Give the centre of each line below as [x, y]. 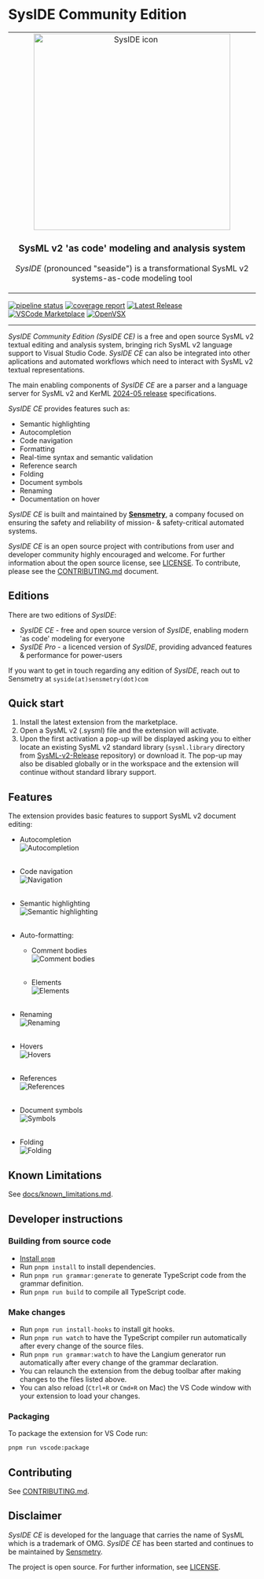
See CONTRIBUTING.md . [49, 1492]
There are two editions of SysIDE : [62, 615]
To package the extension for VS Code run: [78, 1434]
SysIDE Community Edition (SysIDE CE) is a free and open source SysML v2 [131, 336]
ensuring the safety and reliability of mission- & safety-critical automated [126, 522]
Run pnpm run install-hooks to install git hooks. [97, 1329]
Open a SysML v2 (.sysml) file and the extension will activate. [119, 731]
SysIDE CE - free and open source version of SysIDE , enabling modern [134, 630]
